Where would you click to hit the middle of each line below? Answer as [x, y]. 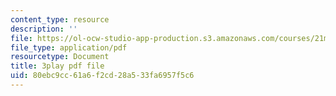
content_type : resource [60, 19]
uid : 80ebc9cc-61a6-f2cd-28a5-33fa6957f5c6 [102, 76]
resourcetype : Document [60, 57]
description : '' [44, 29]
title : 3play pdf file [57, 66]
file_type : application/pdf [69, 47]
